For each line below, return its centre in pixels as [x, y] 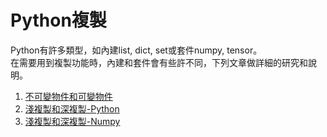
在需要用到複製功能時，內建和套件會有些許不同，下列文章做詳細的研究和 [159, 62]
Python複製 [58, 20]
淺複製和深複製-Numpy [72, 121]
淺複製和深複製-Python [72, 108]
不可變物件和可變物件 [68, 96]
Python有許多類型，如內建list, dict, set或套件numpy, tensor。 [136, 50]
